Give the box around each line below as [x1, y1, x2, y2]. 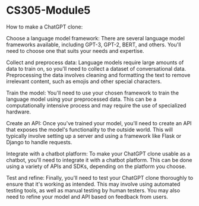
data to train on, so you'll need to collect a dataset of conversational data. [6, 65, 187, 72]
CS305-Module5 [6, 4, 91, 17]
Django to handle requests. [6, 138, 72, 145]
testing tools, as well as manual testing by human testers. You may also [6, 186, 180, 194]
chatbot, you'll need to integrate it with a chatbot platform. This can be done [6, 156, 192, 163]
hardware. [6, 108, 31, 115]
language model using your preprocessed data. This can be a [6, 96, 157, 103]
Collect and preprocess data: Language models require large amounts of [6, 59, 184, 66]
